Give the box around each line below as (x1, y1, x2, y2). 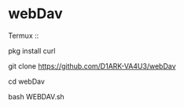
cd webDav (8, 76, 46, 86)
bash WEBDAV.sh (8, 91, 64, 101)
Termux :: (8, 31, 39, 40)
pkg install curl (8, 46, 56, 55)
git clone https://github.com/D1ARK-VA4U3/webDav (8, 61, 176, 71)
